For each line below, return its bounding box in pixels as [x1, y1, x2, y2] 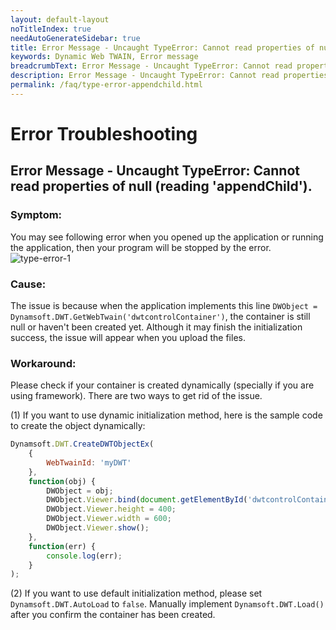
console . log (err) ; [46, 551, 123, 561]
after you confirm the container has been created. [10, 609, 216, 621]
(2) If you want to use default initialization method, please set [10, 587, 263, 600]
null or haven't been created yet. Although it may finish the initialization [10, 321, 303, 333]
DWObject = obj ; [46, 486, 114, 496]
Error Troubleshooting [10, 122, 198, 145]
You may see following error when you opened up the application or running [10, 231, 324, 243]
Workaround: [10, 356, 77, 370]
